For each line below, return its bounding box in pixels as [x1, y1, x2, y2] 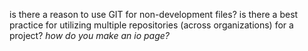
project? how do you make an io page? [9, 30, 170, 41]
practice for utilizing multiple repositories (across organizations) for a [9, 19, 294, 31]
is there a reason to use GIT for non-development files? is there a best [9, 9, 299, 20]
